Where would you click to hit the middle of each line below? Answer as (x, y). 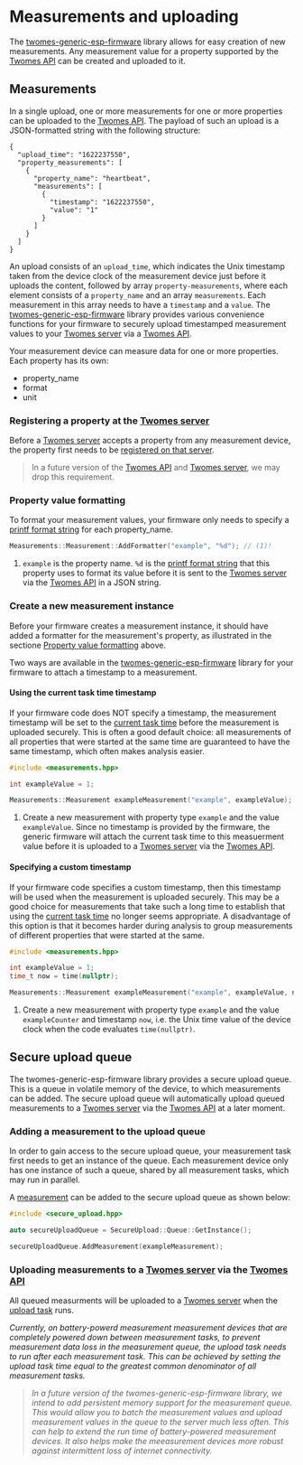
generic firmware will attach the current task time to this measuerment (153, 836)
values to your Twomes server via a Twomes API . (101, 333)
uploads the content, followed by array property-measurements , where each (149, 285)
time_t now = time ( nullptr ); (64, 976)
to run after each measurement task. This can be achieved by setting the (145, 1357)
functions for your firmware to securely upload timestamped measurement (148, 323)
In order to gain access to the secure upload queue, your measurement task (150, 1151)
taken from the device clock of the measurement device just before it (138, 275)
